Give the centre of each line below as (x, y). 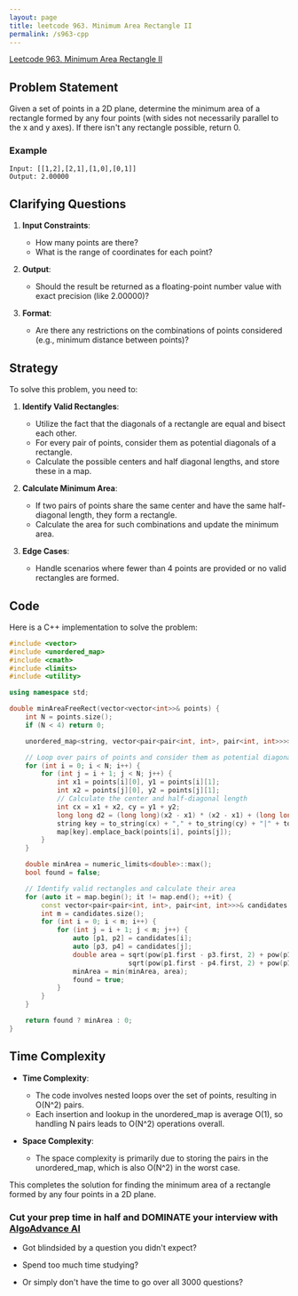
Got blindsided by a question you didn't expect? (109, 1247)
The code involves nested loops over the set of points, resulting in (156, 1095)
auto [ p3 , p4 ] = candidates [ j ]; (132, 947)
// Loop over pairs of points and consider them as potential (142, 757)
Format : (37, 313)
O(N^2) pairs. (59, 1105)
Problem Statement (64, 87)
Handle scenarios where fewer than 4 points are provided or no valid (161, 568)
